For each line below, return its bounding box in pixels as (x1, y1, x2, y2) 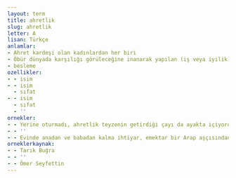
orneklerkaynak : (7, 141, 55, 148)
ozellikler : (7, 69, 42, 76)
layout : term (7, 10, 46, 18)
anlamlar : (7, 43, 37, 50)
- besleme (7, 62, 37, 69)
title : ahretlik (7, 17, 55, 24)
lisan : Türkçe (7, 36, 49, 43)
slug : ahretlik (7, 23, 52, 30)
